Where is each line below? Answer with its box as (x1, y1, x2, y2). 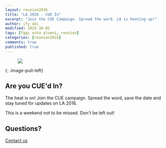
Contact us (5, 138, 28, 144)
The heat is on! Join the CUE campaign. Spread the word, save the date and (5, 95, 161, 101)
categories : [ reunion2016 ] (5, 35, 61, 40)
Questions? (5, 124, 42, 133)
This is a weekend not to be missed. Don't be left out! (5, 110, 115, 116)
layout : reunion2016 (5, 7, 48, 12)
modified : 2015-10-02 (5, 26, 50, 31)
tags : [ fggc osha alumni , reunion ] (5, 30, 79, 35)
